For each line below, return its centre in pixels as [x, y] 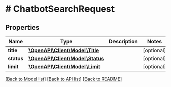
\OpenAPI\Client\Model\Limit [64, 67]
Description [123, 42]
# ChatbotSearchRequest [60, 9]
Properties [22, 28]
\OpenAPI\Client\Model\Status [66, 58]
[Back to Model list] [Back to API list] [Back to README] [64, 79]
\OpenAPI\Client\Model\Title [64, 50]
